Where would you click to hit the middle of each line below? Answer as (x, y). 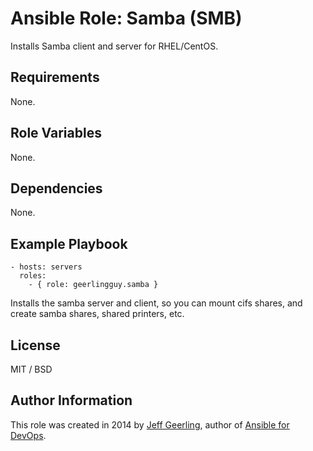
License (35, 345)
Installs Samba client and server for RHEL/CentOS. (114, 46)
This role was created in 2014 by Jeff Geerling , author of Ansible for (150, 424)
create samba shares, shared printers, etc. (97, 314)
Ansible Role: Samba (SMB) (126, 18)
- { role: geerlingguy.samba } (93, 285)
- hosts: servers (46, 267)
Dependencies (56, 188)
